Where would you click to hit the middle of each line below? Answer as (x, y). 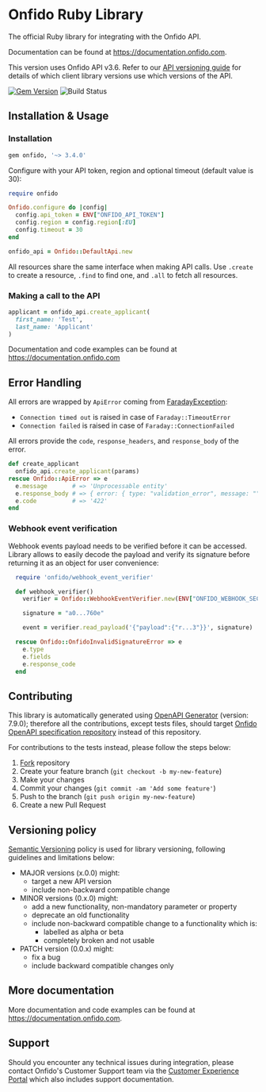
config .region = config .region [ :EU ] (76, 223)
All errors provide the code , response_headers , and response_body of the (124, 441)
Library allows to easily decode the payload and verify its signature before (129, 554)
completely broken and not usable (99, 940)
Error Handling (45, 383)
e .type (33, 649)
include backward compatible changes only (103, 966)
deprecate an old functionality (80, 915)
